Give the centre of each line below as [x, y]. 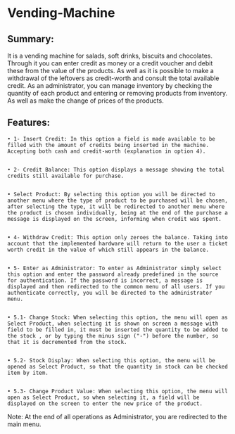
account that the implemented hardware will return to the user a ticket [118, 243]
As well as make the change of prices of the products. [85, 101]
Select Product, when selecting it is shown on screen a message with [113, 324]
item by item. [28, 373]
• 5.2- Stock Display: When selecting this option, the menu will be [112, 360]
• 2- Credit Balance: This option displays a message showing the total [116, 170]
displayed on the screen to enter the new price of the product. [105, 403]
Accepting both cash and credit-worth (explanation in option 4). [107, 151]
